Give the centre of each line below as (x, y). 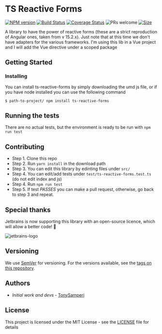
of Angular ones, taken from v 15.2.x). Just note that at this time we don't (78, 37)
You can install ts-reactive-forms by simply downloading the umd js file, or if (81, 87)
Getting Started (29, 62)
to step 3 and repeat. (33, 194)
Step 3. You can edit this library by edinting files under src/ (71, 169)
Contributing (25, 147)
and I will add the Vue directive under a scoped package (61, 47)
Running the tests (32, 116)
